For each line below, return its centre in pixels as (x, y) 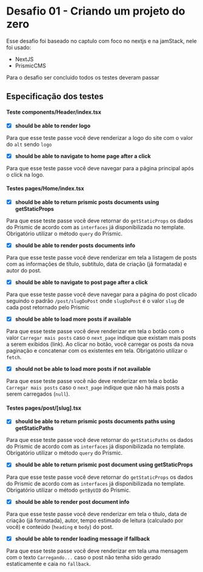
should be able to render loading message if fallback (82, 539)
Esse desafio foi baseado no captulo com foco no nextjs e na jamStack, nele (101, 41)
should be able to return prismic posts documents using (87, 202)
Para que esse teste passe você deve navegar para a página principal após (100, 168)
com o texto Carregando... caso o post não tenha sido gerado (84, 557)
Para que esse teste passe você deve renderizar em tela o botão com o (95, 331)
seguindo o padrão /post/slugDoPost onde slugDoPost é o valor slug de (95, 301)
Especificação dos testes (55, 96)
